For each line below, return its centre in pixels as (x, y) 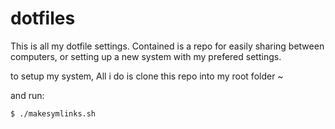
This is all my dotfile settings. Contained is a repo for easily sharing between (167, 46)
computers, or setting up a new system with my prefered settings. (146, 56)
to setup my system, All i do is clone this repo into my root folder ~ (147, 76)
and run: (27, 95)
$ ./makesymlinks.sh (53, 113)
